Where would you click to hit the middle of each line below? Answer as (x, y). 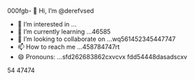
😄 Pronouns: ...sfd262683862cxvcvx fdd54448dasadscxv (102, 57)
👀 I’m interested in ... (47, 24)
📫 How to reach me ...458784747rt (69, 47)
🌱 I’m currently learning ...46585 (64, 32)
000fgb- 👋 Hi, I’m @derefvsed (51, 11)
